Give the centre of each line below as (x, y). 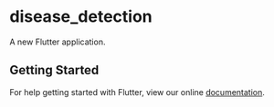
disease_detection (81, 17)
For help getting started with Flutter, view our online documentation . (137, 92)
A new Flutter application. (58, 42)
